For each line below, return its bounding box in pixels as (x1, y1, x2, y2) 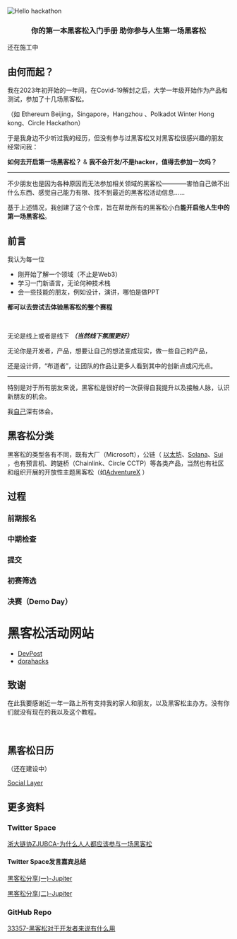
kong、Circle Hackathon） (7, 119, 85, 127)
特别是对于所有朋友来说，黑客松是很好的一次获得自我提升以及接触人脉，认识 (7, 383, 230, 392)
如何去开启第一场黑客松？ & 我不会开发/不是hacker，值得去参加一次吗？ (7, 158, 217, 166)
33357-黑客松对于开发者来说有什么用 (7, 924, 116, 933)
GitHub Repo (7, 907, 51, 917)
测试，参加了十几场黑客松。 (7, 95, 88, 103)
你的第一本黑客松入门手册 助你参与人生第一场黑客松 (30, 25, 207, 35)
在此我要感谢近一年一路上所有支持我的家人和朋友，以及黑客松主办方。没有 (7, 699, 224, 707)
